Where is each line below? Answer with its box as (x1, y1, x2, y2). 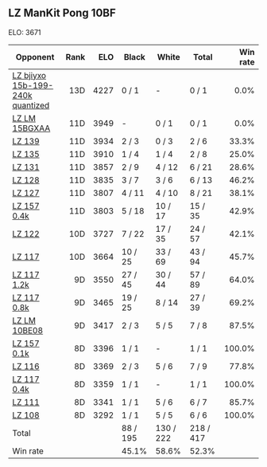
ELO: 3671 (8, 27, 41, 37)
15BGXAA (12, 123, 51, 134)
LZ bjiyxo (12, 69, 46, 80)
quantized (12, 100, 50, 111)
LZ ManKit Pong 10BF (8, 6, 117, 20)
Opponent (15, 51, 55, 62)
